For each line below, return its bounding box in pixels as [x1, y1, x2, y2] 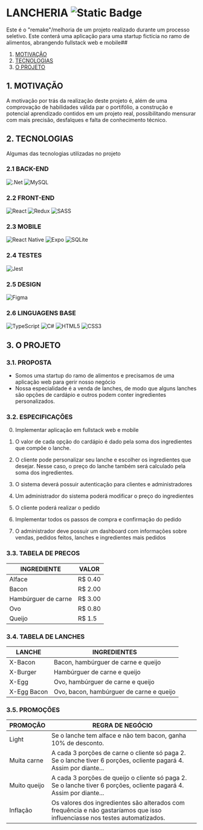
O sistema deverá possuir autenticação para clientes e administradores [14, 481, 192, 488]
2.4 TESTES [6, 251, 42, 260]
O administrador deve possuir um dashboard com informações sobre [14, 527, 187, 535]
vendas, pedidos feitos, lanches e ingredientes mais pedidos [14, 534, 166, 541]
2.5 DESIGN [6, 280, 41, 288]
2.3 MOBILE [6, 222, 42, 231]
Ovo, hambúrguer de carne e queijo [53, 677, 155, 686]
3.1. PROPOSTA [6, 358, 52, 367]
